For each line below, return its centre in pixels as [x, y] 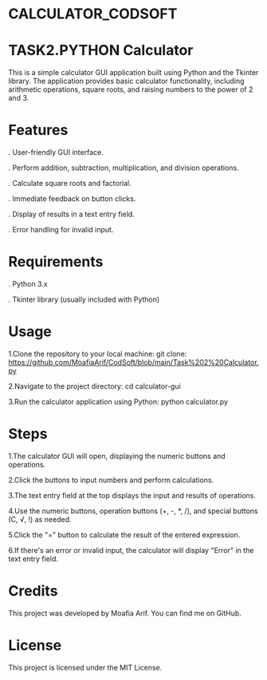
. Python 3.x [28, 284]
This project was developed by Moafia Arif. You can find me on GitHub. [125, 613]
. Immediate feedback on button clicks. [72, 199]
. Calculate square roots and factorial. [70, 184]
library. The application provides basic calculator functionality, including [126, 81]
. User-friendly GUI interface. [56, 152]
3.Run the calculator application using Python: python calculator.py [118, 401]
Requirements [56, 262]
